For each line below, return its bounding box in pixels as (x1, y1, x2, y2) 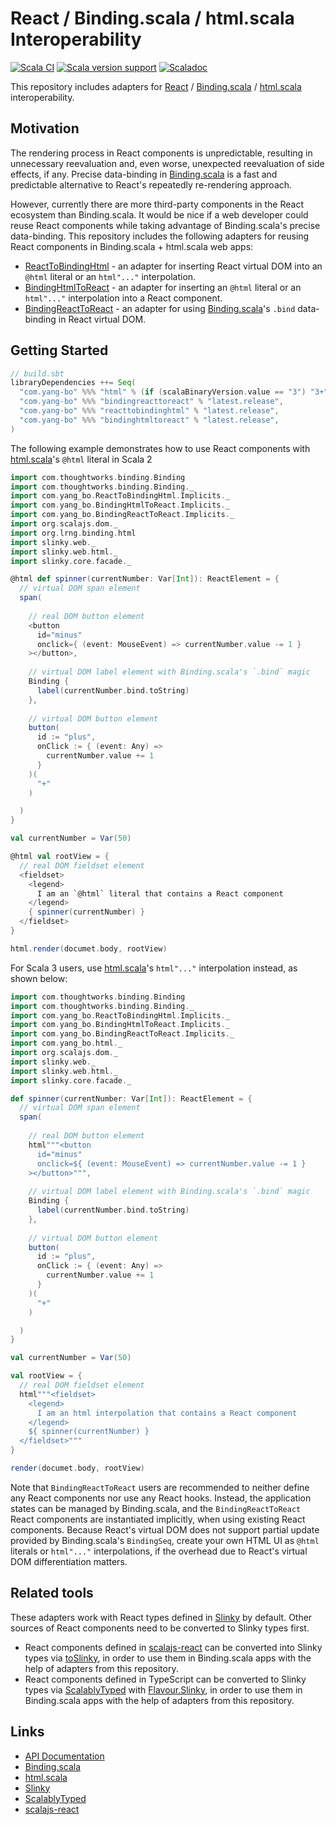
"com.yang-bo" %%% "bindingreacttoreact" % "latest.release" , (19, 397, 284, 407)
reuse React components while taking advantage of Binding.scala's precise (10, 219, 321, 231)
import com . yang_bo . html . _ (10, 1038, 123, 1049)
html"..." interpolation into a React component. (24, 292, 223, 304)
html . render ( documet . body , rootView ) (10, 943, 168, 954)
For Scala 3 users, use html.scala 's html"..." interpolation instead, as (10, 962, 298, 974)
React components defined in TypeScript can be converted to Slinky (24, 1673, 307, 1685)
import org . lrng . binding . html (10, 528, 137, 538)
